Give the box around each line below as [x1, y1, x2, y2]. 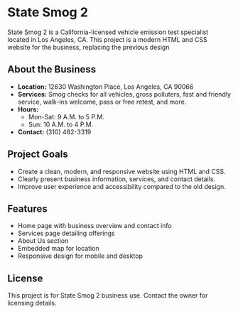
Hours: [17, 104, 39, 114]
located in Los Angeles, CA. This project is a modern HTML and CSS [7, 35, 207, 43]
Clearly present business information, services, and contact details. [17, 175, 215, 183]
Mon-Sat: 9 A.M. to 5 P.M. [28, 112, 104, 121]
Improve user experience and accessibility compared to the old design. [17, 182, 226, 190]
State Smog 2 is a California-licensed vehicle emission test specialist [7, 28, 209, 36]
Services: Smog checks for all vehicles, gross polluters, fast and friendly [17, 90, 232, 98]
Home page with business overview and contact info [17, 222, 172, 230]
